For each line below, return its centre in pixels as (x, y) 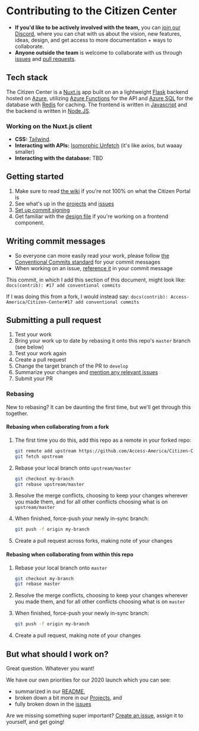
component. (29, 222)
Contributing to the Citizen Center (91, 11)
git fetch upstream (39, 456)
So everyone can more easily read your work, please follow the (92, 255)
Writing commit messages (56, 241)
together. (17, 413)
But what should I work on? (57, 654)
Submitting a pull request (54, 320)
